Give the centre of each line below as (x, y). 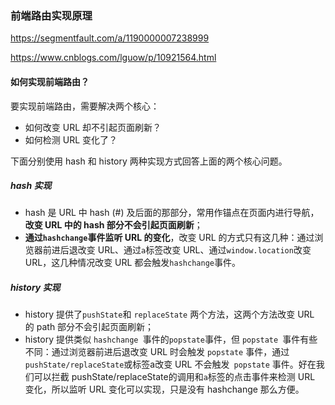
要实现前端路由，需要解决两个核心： (85, 106)
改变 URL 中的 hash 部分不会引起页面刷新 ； (113, 225)
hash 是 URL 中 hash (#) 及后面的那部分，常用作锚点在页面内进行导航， (172, 213)
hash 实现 (31, 186)
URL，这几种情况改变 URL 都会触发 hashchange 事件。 (132, 263)
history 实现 (35, 288)
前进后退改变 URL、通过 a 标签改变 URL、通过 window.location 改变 (177, 250)
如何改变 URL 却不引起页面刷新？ (93, 127)
